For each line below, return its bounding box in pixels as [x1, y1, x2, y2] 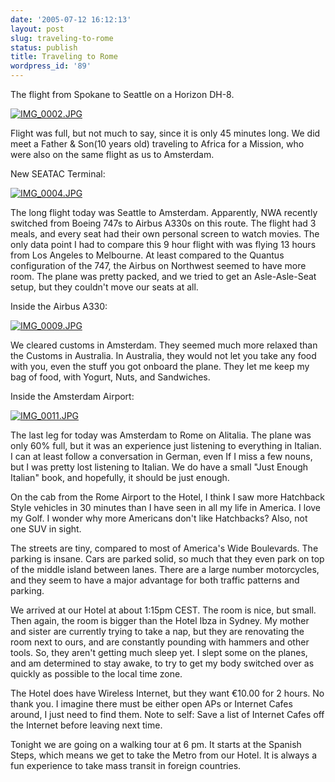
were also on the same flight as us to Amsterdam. [10, 149, 215, 160]
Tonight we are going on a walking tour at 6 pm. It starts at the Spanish [10, 739, 302, 750]
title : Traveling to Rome [10, 52, 118, 62]
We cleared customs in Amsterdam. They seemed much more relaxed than [10, 339, 318, 351]
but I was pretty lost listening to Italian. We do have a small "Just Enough [10, 461, 309, 473]
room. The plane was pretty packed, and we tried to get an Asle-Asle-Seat [10, 271, 317, 282]
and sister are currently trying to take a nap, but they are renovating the [10, 626, 305, 637]
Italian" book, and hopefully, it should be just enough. [10, 472, 230, 483]
